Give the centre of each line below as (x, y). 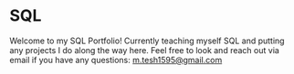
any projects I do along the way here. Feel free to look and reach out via (145, 50)
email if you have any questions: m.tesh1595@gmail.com (116, 60)
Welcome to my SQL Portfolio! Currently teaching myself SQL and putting (147, 41)
